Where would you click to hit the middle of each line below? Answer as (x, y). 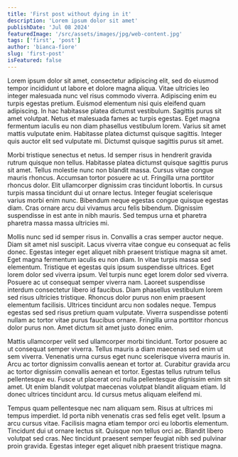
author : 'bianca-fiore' (43, 47)
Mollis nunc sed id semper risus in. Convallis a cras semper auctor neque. (115, 236)
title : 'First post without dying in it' (70, 14)
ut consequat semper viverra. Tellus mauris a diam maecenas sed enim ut (115, 349)
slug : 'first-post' (36, 54)
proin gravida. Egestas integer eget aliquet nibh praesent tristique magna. (115, 446)
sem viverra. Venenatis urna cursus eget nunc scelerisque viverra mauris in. (119, 356)
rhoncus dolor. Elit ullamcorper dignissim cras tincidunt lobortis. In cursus (115, 185)
